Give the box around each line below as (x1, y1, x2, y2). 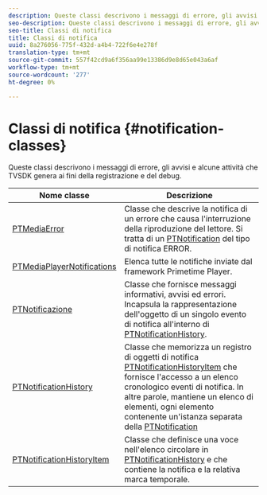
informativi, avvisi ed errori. (124, 289, 226, 300)
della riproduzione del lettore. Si (124, 224, 243, 235)
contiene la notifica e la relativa (124, 464, 241, 475)
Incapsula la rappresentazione (124, 299, 237, 310)
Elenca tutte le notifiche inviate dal (124, 256, 253, 267)
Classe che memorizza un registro (124, 341, 252, 353)
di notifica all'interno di (124, 319, 210, 330)
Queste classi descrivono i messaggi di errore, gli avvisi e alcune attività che (8, 162, 258, 172)
